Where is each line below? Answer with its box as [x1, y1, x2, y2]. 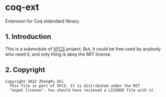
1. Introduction [5, 32, 51, 41]
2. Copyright [5, 65, 45, 74]
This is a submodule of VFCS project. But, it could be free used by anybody [5, 45, 161, 51]
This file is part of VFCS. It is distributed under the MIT [10, 83, 140, 88]
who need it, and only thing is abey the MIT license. [5, 51, 112, 57]
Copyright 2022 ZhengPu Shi [5, 79, 64, 84]
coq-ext [5, 1, 39, 13]
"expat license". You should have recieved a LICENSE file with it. [10, 87, 156, 92]
